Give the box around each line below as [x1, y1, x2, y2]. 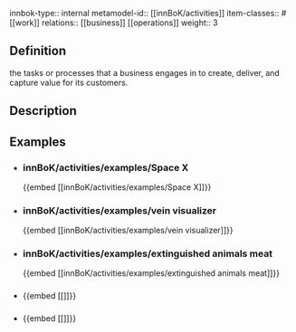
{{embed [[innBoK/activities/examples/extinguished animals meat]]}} [22, 268, 281, 279]
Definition [9, 43, 66, 59]
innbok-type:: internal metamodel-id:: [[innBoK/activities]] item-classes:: [9, 8, 280, 18]
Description [9, 103, 77, 119]
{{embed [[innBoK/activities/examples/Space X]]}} [22, 181, 212, 193]
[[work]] [9, 17, 41, 28]
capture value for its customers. [9, 77, 129, 88]
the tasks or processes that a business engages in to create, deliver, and [9, 67, 281, 78]
